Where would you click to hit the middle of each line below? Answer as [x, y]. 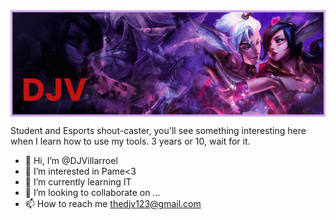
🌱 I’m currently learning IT [78, 181]
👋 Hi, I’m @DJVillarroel [71, 160]
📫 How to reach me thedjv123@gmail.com [113, 203]
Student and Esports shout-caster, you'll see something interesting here [158, 130]
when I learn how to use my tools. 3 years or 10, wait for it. [130, 141]
